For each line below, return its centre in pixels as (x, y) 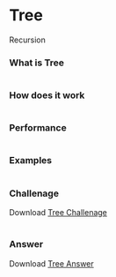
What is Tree (36, 63)
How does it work (47, 95)
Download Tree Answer (51, 263)
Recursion (27, 40)
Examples (31, 161)
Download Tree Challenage (58, 212)
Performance (38, 128)
